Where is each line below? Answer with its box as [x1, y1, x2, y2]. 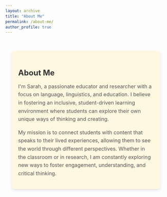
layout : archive [5, 8, 40, 13]
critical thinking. [18, 169, 57, 177]
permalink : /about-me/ [5, 19, 54, 24]
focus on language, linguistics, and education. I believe [18, 91, 151, 98]
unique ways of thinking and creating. [18, 116, 109, 123]
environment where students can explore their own [18, 107, 141, 115]
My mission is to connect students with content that [18, 128, 143, 136]
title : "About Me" [5, 13, 45, 19]
